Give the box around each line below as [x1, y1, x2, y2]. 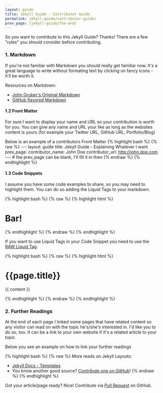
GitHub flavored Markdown [12, 97, 66, 103]
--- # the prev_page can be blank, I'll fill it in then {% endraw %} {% [5, 154, 141, 160]
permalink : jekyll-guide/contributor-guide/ [5, 16, 97, 21]
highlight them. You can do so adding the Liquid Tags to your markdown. [5, 186, 150, 192]
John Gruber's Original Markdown [12, 92, 80, 97]
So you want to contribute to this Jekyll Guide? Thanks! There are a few [5, 34, 148, 40]
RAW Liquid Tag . [5, 243, 38, 249]
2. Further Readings [5, 308, 53, 315]
